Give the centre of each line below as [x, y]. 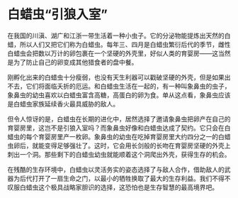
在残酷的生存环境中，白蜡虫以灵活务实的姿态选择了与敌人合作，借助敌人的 [116, 169]
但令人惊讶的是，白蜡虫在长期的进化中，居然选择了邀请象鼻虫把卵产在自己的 [119, 119]
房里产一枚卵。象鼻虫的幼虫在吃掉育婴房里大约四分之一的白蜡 [141, 136]
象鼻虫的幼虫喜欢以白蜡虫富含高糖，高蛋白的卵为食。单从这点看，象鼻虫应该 [119, 95]
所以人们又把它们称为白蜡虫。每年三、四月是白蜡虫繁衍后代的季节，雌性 [125, 44]
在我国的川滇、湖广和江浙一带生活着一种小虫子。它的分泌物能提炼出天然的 [116, 35]
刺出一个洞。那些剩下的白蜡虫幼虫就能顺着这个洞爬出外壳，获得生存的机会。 [119, 154]
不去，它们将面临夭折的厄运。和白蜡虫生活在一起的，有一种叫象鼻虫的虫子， [119, 86]
